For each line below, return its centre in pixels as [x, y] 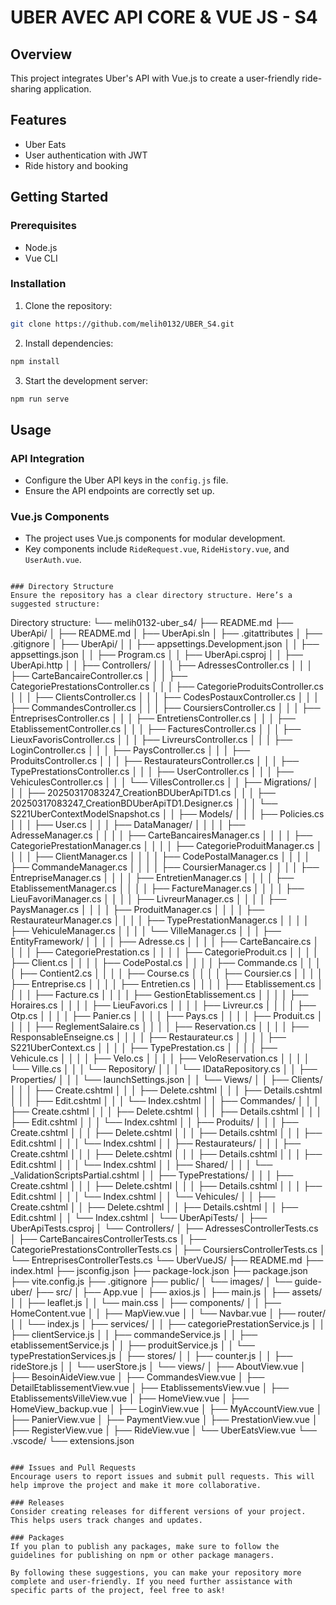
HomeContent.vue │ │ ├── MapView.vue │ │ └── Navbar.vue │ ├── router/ [168, 1313]
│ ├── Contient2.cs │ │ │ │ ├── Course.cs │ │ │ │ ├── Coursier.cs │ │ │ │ [166, 973]
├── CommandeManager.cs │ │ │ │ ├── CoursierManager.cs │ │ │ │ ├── [165, 867]
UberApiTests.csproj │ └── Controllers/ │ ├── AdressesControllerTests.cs [164, 1228]
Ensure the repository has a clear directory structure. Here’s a [151, 596]
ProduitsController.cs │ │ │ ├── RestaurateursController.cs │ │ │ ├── [155, 761]
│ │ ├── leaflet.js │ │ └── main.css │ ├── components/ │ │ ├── [146, 1303]
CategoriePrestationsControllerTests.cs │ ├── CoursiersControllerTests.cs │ [168, 1250]
